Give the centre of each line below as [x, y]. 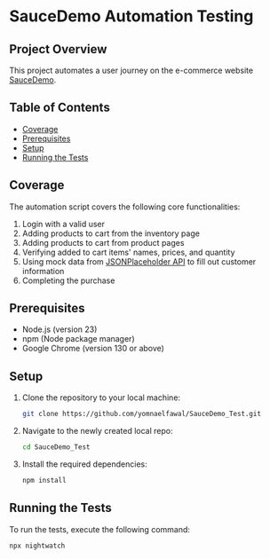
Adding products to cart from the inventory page [111, 233]
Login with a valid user [63, 224]
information [43, 271]
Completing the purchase [68, 280]
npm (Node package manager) [78, 339]
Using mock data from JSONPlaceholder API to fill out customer [139, 261]
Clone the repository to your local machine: [101, 398]
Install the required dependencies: [85, 464]
